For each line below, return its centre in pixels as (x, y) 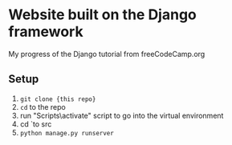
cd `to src (36, 124)
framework (46, 32)
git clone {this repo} (58, 99)
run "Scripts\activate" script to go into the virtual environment (122, 115)
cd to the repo (43, 107)
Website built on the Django (102, 15)
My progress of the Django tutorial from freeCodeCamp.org (107, 54)
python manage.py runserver (67, 133)
